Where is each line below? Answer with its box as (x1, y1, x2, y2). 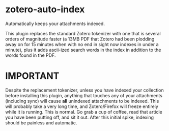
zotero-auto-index (5, 4, 85, 15)
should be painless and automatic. (5, 119, 77, 126)
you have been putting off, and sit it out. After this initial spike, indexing (5, 114, 154, 120)
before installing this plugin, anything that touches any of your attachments (5, 92, 163, 98)
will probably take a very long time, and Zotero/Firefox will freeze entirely (5, 103, 159, 110)
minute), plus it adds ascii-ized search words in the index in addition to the (5, 47, 161, 53)
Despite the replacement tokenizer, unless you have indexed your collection (5, 87, 164, 93)
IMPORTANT (5, 70, 60, 82)
